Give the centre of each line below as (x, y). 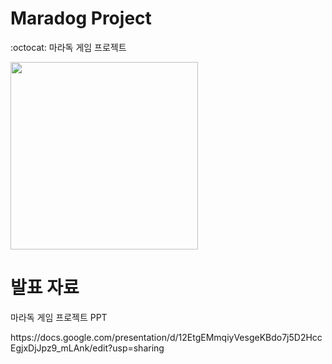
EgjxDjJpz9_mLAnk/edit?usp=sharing (87, 348)
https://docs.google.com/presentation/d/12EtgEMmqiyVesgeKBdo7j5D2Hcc (166, 337)
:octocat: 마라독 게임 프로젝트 (68, 47)
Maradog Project (81, 18)
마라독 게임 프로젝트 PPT (59, 317)
